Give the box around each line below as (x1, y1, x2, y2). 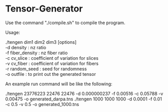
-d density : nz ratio (5, 44, 47, 50)
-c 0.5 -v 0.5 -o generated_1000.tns (5, 101, 79, 107)
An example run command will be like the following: (5, 81, 113, 87)
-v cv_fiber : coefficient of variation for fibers (5, 60, 99, 66)
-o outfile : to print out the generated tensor (5, 71, 96, 77)
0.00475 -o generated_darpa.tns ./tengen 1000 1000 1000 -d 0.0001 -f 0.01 (5, 96, 162, 102)
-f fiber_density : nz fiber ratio (5, 50, 68, 56)
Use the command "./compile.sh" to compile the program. (5, 20, 125, 26)
